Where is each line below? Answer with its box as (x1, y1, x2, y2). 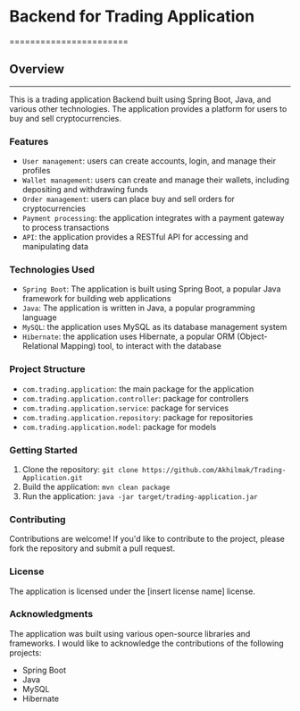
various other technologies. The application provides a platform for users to (9, 103, 287, 114)
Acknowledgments (9, 608, 94, 621)
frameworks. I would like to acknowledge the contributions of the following (9, 638, 284, 648)
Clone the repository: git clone (21, 463, 138, 475)
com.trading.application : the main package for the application (21, 383, 254, 394)
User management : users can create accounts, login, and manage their (21, 156, 277, 166)
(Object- (236, 331, 268, 342)
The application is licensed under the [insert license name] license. (9, 586, 256, 597)
